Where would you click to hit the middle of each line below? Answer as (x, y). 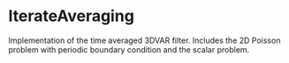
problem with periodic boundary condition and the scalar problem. (129, 49)
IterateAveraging (71, 16)
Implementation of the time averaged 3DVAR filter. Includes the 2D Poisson (144, 40)
